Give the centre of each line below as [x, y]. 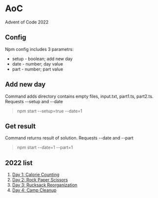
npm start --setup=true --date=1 [49, 111]
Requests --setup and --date [34, 101]
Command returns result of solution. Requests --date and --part [69, 138]
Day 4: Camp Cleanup [34, 190]
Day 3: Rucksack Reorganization [45, 185]
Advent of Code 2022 [27, 22]
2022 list [19, 163]
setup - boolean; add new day [42, 59]
